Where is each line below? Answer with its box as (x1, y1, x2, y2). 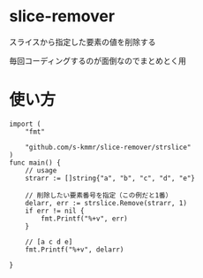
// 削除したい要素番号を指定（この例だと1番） (25, 190, 173, 200)
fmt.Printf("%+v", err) (41, 214, 128, 223)
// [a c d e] (25, 237, 73, 246)
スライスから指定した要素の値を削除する (9, 36, 156, 47)
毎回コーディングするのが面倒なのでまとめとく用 (9, 55, 187, 66)
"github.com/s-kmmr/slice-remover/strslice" (25, 143, 192, 151)
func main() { (9, 158, 62, 167)
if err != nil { (25, 206, 86, 215)
